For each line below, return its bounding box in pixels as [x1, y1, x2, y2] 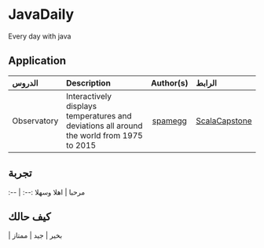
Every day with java [8, 31, 71, 41]
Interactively [65, 90, 112, 101]
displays [65, 100, 97, 111]
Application [8, 54, 67, 67]
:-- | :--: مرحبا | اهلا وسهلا [8, 187, 86, 197]
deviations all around [65, 120, 143, 131]
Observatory [12, 115, 59, 126]
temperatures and [65, 110, 132, 121]
